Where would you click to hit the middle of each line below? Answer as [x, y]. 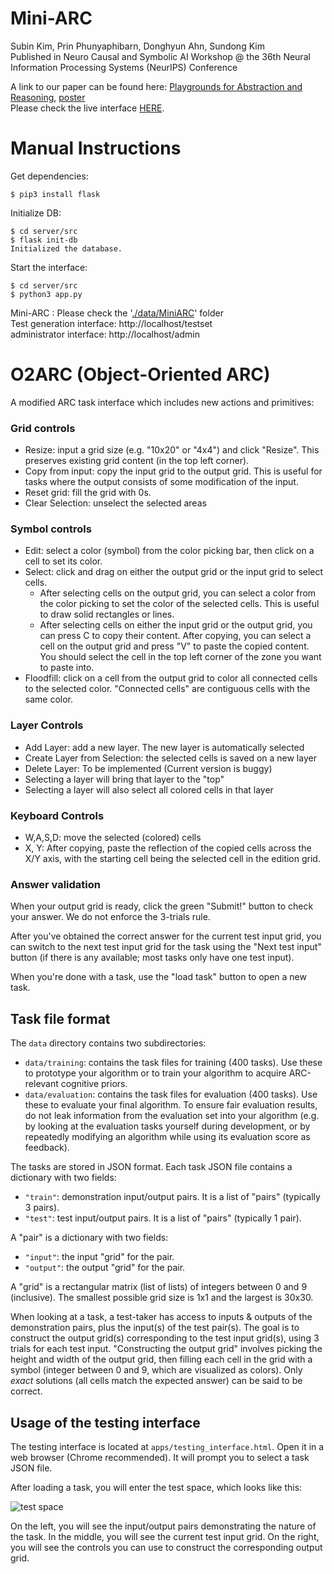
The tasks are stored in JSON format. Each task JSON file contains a [151, 1167]
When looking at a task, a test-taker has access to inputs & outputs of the [161, 1317]
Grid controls [43, 428]
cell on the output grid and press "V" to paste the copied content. [174, 646]
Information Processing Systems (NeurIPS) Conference [124, 67]
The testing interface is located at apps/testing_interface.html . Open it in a [167, 1446]
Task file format [60, 1018]
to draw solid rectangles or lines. [107, 614]
